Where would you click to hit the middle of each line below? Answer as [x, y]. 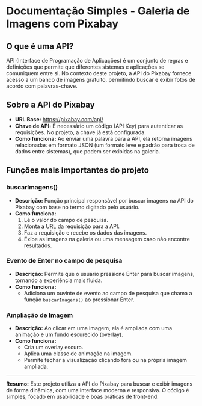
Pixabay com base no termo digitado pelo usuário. [77, 207]
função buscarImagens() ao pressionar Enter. [79, 300]
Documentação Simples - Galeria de [98, 11]
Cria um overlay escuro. [54, 348]
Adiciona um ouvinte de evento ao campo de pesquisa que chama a [108, 293]
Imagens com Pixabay [63, 24]
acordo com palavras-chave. [42, 86]
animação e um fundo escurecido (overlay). [69, 334]
